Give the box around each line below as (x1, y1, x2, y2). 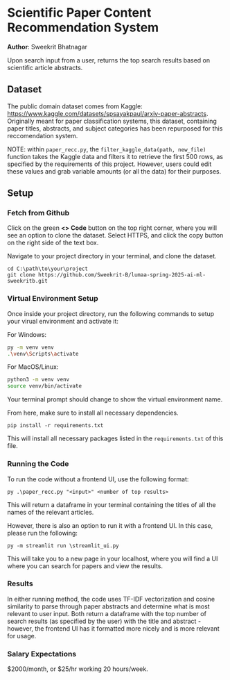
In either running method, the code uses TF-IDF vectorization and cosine (7, 595, 215, 603)
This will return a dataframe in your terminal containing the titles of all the (7, 500, 216, 508)
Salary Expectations (7, 649, 77, 658)
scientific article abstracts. (7, 63, 83, 72)
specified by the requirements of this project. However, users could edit (7, 160, 212, 168)
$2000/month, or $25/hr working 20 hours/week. (7, 665, 148, 673)
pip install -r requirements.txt (7, 422, 104, 429)
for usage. (7, 631, 37, 640)
